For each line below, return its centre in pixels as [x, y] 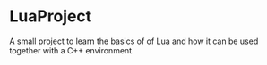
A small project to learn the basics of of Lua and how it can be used [134, 41]
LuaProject [51, 16]
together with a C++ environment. [72, 50]
